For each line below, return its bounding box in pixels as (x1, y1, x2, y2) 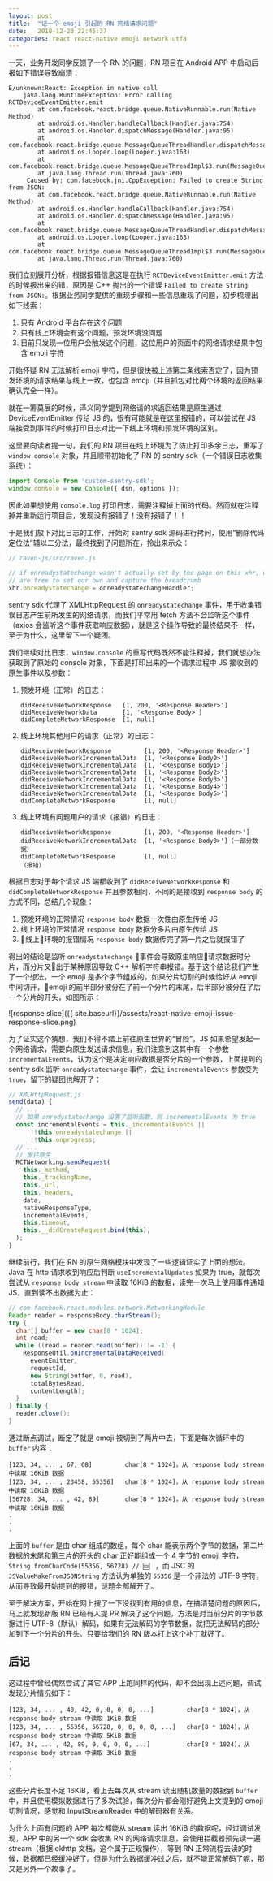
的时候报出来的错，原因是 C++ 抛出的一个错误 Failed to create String (8, 280, 249, 290)
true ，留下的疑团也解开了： (8, 1074, 102, 1084)
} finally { (8, 1402, 49, 1410)
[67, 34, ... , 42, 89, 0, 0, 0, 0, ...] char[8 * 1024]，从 (8, 1740, 250, 1749)
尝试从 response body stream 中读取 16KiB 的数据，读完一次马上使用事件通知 (8, 1277, 265, 1287)
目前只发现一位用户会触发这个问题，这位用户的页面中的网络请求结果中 (19, 338, 256, 348)
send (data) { (8, 1098, 53, 1106)
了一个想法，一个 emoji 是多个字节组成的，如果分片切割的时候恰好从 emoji (8, 971, 258, 981)
